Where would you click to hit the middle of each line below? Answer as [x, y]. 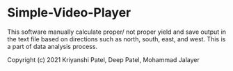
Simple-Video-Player [69, 13]
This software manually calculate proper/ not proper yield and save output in [117, 32]
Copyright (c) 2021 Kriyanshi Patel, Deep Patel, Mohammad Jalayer [103, 59]
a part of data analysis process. [53, 46]
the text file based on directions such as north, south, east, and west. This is [116, 39]
